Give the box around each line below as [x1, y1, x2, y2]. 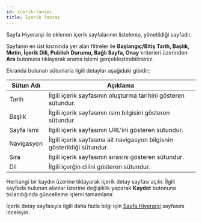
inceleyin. [6, 208, 30, 216]
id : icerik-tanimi [6, 8, 52, 15]
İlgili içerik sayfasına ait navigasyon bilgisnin [48, 136, 173, 144]
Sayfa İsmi [9, 125, 39, 134]
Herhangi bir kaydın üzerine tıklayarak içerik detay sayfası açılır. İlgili [6, 178, 176, 185]
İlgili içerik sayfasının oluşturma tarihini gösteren [48, 91, 185, 100]
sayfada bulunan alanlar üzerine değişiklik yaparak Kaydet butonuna [6, 184, 176, 191]
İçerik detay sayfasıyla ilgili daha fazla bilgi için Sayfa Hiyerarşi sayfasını [6, 202, 185, 209]
